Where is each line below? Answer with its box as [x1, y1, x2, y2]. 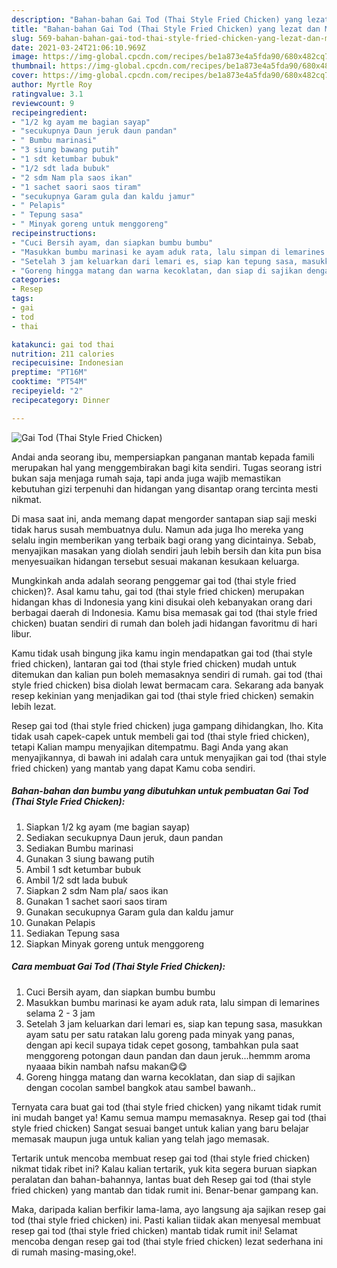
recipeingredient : [11, 107, 88, 118]
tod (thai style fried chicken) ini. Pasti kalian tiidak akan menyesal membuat [11, 1214, 321, 1226]
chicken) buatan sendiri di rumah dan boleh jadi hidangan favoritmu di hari [11, 617, 318, 629]
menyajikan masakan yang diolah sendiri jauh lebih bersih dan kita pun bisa [11, 544, 322, 556]
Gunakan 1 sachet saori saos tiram [25, 895, 168, 907]
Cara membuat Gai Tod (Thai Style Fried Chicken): [11, 961, 226, 973]
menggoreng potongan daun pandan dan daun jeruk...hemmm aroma [25, 1049, 311, 1061]
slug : [11, 33, 34, 43]
